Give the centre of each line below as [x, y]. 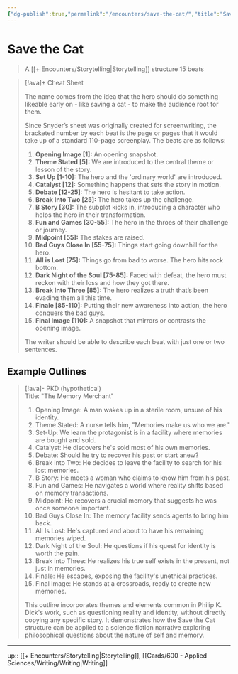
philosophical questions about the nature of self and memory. [114, 635]
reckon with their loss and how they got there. [102, 282]
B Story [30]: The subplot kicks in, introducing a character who [128, 207]
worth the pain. [57, 553]
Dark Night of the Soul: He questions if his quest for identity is [125, 546]
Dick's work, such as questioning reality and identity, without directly [125, 613]
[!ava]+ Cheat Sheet [54, 82]
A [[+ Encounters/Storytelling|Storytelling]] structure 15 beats [114, 69]
